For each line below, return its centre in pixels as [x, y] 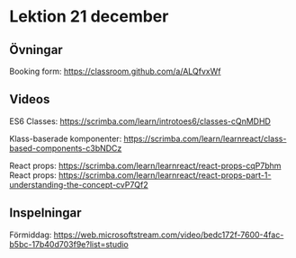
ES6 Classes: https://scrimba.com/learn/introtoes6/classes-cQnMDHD [140, 121]
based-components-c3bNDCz [66, 148]
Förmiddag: [31, 235]
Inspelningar [46, 213]
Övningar [36, 50]
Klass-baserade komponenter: [66, 138]
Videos [30, 99]
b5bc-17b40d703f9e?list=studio [69, 244]
